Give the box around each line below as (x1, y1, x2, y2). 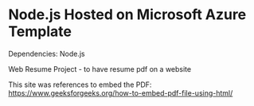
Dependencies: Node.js (8, 49, 85, 58)
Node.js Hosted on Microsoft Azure (8, 6, 247, 24)
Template (8, 22, 72, 41)
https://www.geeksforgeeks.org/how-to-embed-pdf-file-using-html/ (8, 88, 233, 97)
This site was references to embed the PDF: (8, 80, 152, 89)
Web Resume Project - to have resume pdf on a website (8, 64, 192, 73)
